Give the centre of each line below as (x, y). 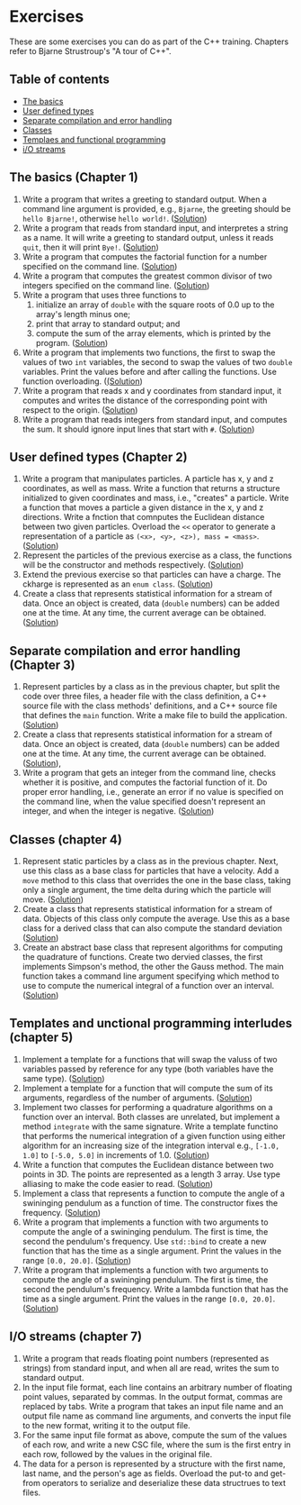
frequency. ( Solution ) (62, 1212)
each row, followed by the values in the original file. (117, 1454)
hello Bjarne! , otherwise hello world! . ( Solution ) (115, 218)
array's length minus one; (83, 314)
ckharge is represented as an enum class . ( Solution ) (118, 584)
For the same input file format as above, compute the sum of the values (155, 1435)
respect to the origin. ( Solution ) (80, 410)
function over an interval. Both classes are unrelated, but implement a (151, 1117)
